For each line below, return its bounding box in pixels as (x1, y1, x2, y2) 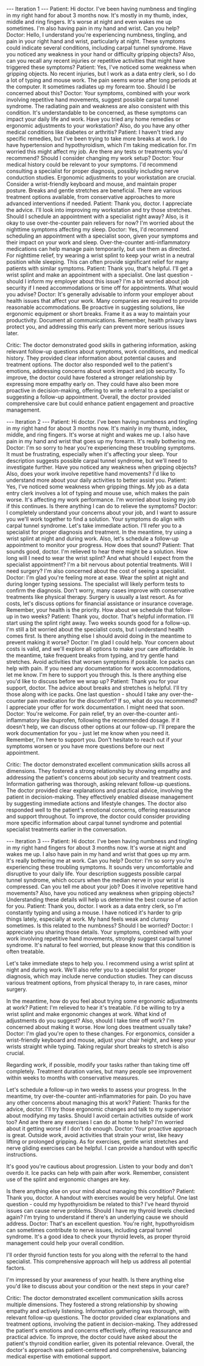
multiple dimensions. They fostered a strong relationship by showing (6, 1301, 178, 1308)
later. (6, 330, 19, 336)
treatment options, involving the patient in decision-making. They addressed (6, 1320, 198, 1328)
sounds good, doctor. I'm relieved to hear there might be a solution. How (6, 548, 188, 555)
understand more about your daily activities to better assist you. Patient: (6, 476, 187, 484)
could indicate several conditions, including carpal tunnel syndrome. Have (6, 44, 192, 51)
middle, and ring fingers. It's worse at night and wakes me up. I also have (6, 431, 190, 438)
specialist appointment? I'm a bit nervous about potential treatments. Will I (6, 561, 192, 568)
